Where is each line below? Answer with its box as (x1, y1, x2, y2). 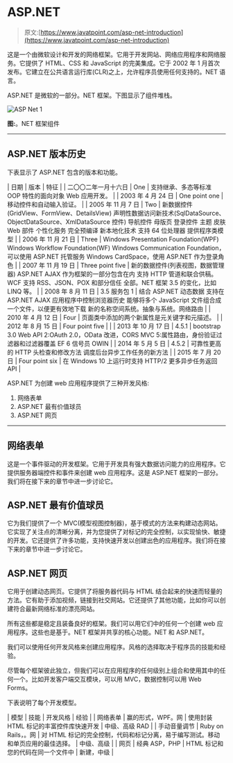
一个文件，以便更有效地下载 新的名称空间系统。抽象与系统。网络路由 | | (7, 304, 212, 313)
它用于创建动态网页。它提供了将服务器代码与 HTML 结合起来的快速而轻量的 (7, 587, 223, 595)
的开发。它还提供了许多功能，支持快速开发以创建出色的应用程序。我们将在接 (7, 536, 226, 545)
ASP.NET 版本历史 (7, 148, 86, 160)
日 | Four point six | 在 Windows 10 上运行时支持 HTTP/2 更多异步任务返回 (7, 356, 218, 365)
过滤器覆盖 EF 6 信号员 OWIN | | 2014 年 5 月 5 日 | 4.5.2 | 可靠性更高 (25, 339, 222, 348)
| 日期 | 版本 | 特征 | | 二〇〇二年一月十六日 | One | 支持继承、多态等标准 (7, 182, 212, 191)
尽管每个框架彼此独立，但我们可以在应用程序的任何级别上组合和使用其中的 (7, 666, 220, 675)
